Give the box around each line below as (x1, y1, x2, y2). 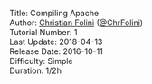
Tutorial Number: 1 (9, 27, 78, 37)
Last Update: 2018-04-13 (9, 36, 103, 47)
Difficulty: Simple (9, 56, 74, 66)
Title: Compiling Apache (9, 8, 100, 18)
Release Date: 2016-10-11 (9, 46, 104, 57)
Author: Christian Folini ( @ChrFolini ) (9, 17, 143, 28)
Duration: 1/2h (9, 65, 62, 76)
